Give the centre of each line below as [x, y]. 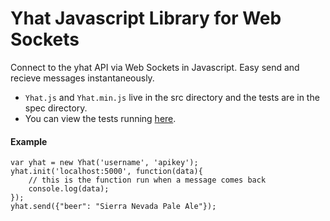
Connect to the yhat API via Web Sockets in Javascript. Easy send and [155, 67]
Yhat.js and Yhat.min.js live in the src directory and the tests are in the [172, 97]
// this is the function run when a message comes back [147, 180]
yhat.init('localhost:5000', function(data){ [106, 172]
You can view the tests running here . [100, 118]
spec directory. [56, 108]
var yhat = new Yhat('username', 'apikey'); [104, 163]
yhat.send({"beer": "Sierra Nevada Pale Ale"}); [113, 207]
